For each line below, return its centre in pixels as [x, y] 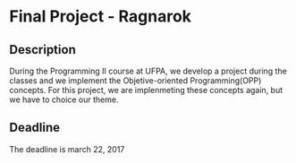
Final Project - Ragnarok [101, 17]
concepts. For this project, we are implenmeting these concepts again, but [146, 90]
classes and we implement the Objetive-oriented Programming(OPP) [135, 81]
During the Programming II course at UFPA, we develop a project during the [148, 71]
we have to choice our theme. [64, 99]
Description [42, 50]
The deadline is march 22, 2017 [67, 149]
